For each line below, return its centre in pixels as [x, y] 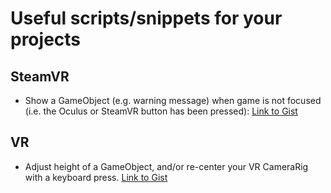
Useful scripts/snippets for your [146, 18]
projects [46, 39]
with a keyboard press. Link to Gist [96, 177]
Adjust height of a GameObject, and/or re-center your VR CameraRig [166, 166]
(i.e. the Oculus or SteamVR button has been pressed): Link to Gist [161, 111]
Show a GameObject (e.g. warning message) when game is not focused [173, 100]
